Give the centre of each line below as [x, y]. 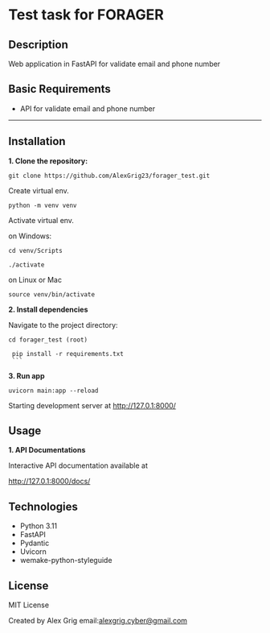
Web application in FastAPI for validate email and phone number [115, 64]
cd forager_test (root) [48, 340]
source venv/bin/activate [51, 294]
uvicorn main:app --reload [53, 391]
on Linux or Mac [35, 279]
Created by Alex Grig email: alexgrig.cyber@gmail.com [98, 621]
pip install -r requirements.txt [68, 354]
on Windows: [30, 236]
